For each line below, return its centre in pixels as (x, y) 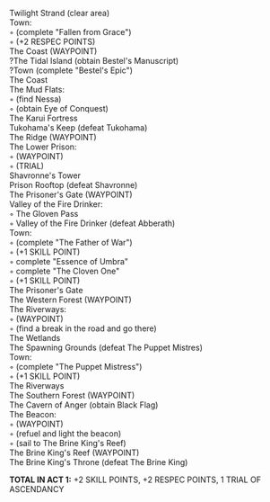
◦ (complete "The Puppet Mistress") (76, 367)
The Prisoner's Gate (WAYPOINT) (71, 194)
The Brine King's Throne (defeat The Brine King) (99, 462)
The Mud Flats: (37, 90)
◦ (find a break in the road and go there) (83, 328)
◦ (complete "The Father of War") (71, 242)
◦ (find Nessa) (35, 99)
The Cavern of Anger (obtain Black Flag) (84, 405)
